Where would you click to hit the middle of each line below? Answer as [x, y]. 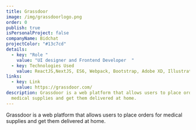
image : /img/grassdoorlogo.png [44, 17]
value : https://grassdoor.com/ [55, 87]
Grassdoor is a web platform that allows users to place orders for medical [94, 115]
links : [14, 76]
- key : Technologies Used [43, 66]
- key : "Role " [30, 55]
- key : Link [26, 82]
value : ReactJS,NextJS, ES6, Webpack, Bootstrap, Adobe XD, [91, 71]
